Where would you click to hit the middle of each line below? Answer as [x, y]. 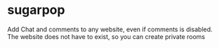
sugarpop [36, 10]
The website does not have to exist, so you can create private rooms [106, 36]
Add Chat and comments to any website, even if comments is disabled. [110, 29]
